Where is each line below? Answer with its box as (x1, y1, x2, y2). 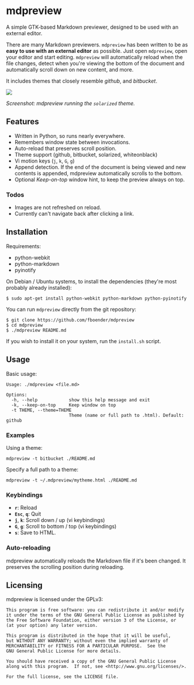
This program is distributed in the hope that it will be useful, (6, 633, 171, 639)
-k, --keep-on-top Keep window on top (11, 402, 116, 408)
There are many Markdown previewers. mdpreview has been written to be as (6, 41, 188, 48)
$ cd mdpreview (6, 322, 43, 328)
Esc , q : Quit (14, 510, 41, 517)
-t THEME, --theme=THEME (11, 407, 72, 413)
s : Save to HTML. (14, 529, 57, 536)
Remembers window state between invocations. (14, 138, 130, 145)
